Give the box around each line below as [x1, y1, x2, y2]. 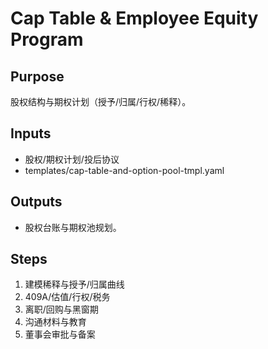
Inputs [10, 125, 52, 142]
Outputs [10, 193, 63, 211]
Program [10, 28, 84, 51]
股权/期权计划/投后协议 [24, 153, 120, 165]
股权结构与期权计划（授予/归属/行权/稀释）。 [10, 96, 192, 107]
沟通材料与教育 [24, 316, 87, 328]
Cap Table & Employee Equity [10, 7, 259, 30]
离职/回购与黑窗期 [24, 303, 99, 316]
